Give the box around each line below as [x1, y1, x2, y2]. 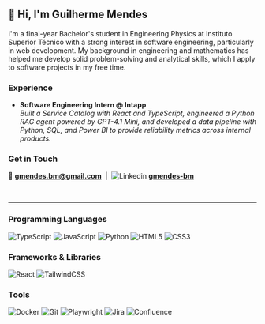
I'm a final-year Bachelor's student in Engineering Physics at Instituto [8, 28, 233, 38]
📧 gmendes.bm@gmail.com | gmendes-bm [8, 171, 195, 181]
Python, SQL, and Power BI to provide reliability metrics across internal [19, 126, 251, 135]
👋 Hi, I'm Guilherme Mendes [8, 8, 148, 21]
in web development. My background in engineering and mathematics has [8, 45, 249, 55]
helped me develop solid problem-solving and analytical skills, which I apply [8, 54, 256, 63]
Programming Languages [8, 214, 108, 225]
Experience [8, 82, 53, 93]
